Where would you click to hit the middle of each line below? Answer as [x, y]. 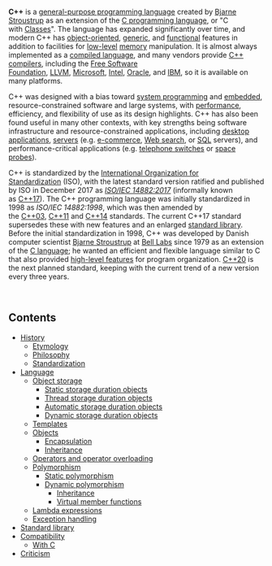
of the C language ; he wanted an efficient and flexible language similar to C [134, 250]
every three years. [39, 276]
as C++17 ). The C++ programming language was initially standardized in [129, 199]
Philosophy [51, 355]
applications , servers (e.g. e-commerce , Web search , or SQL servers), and [133, 140]
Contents [32, 318]
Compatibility [42, 536]
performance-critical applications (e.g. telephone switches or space [122, 148]
